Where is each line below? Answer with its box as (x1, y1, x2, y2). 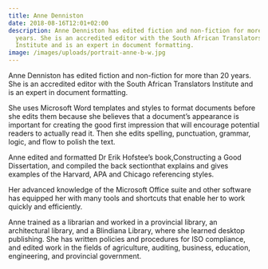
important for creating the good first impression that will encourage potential (8, 121, 260, 129)
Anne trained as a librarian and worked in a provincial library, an (8, 217, 218, 227)
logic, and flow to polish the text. (8, 137, 116, 146)
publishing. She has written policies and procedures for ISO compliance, (8, 235, 246, 243)
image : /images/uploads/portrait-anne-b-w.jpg (8, 49, 166, 57)
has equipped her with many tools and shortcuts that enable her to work (8, 193, 246, 203)
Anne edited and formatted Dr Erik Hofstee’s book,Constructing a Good (8, 152, 242, 162)
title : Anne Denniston (8, 11, 84, 20)
